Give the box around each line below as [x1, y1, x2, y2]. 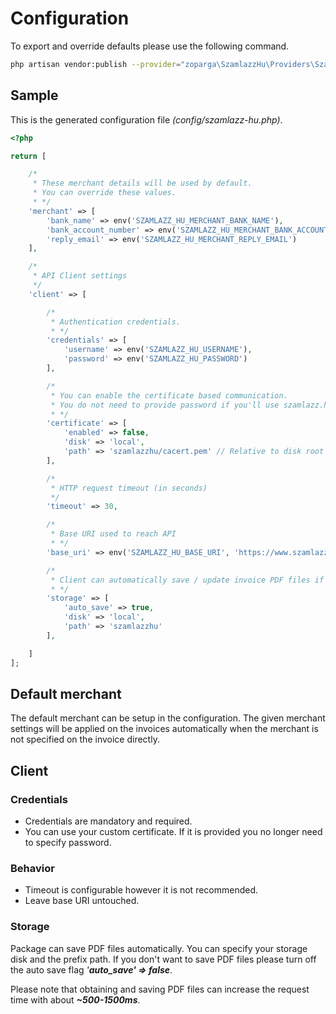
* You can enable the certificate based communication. [50, 390, 288, 401]
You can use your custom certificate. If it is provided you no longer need [24, 826, 323, 837]
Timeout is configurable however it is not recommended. [24, 884, 259, 896]
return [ [10, 151, 47, 161]
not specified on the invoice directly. [10, 733, 160, 746]
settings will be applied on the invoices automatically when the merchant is [10, 723, 319, 735]
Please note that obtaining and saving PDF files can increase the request [10, 983, 310, 995]
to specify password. [24, 837, 112, 848]
